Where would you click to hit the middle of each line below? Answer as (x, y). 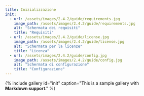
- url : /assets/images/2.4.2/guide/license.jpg (59, 37)
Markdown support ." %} (30, 88)
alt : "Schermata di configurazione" (52, 64)
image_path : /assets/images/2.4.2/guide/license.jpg (69, 42)
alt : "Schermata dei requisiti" (47, 28)
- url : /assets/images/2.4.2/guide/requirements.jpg (65, 19)
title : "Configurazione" (39, 69)
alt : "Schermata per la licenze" (48, 46)
